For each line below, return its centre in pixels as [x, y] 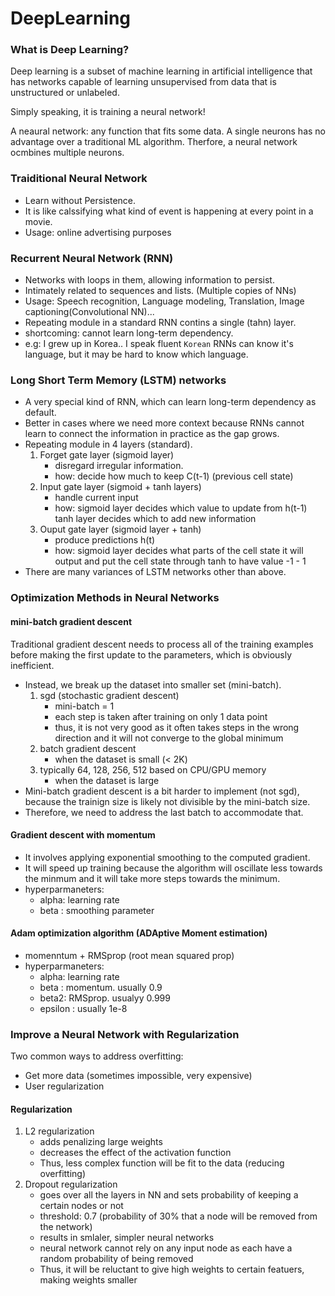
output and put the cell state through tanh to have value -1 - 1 [180, 561]
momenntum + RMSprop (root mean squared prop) [129, 955]
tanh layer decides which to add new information [155, 519]
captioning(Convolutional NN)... [89, 312]
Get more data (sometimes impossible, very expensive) [138, 1076]
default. [40, 413]
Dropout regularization [71, 1184]
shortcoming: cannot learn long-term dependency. [129, 333]
